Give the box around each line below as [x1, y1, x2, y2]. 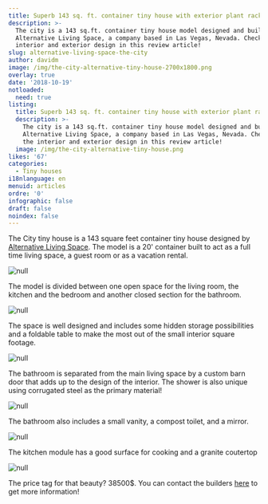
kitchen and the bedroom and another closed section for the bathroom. [8, 290, 242, 300]
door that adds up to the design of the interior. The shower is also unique [8, 377, 248, 387]
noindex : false [8, 212, 59, 220]
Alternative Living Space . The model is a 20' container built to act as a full [8, 242, 251, 252]
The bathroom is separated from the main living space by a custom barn [8, 368, 246, 379]
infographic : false [8, 197, 73, 205]
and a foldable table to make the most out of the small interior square [8, 329, 235, 339]
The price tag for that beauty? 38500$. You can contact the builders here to [8, 478, 258, 488]
